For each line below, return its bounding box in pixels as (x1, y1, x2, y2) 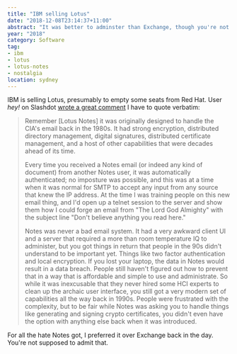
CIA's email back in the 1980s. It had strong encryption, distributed (24, 125, 219, 133)
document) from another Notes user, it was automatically (24, 168, 191, 177)
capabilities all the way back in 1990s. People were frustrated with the (24, 295, 229, 303)
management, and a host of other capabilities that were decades (24, 139, 214, 148)
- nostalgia (7, 69, 42, 76)
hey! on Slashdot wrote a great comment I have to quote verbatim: (7, 103, 200, 112)
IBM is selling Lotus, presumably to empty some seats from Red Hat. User (7, 96, 222, 104)
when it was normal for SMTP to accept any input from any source (24, 183, 219, 192)
